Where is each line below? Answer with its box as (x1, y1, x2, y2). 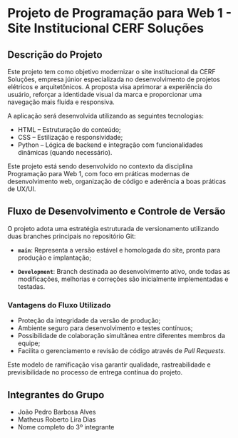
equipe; (17, 339, 41, 347)
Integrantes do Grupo (7, 389, 105, 401)
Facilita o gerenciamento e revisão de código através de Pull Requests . (17, 347, 226, 355)
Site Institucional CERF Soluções (7, 20, 205, 36)
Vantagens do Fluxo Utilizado (7, 300, 111, 310)
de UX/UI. (7, 185, 36, 193)
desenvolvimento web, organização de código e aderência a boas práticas (7, 177, 227, 185)
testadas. (17, 282, 46, 290)
